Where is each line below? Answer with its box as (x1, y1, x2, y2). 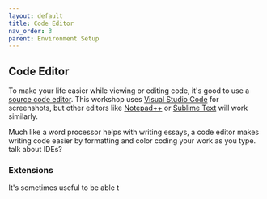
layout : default (8, 11, 63, 20)
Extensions (8, 164, 54, 176)
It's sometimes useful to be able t (8, 183, 120, 193)
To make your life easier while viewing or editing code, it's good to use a (8, 86, 250, 95)
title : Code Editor (8, 19, 74, 28)
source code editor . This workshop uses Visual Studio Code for (8, 95, 219, 104)
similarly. (8, 112, 38, 121)
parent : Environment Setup (8, 34, 100, 43)
